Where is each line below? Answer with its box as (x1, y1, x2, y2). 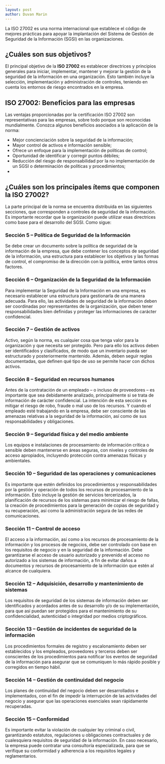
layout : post (5, 7, 32, 12)
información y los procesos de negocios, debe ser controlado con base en (5, 542, 157, 548)
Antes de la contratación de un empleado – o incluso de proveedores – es (5, 387, 155, 393)
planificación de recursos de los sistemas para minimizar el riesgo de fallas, (5, 497, 160, 503)
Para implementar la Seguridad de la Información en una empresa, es (5, 287, 146, 293)
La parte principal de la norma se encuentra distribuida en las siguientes (5, 203, 152, 209)
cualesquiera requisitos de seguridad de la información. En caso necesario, (5, 737, 159, 743)
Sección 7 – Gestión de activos (5, 326, 80, 333)
